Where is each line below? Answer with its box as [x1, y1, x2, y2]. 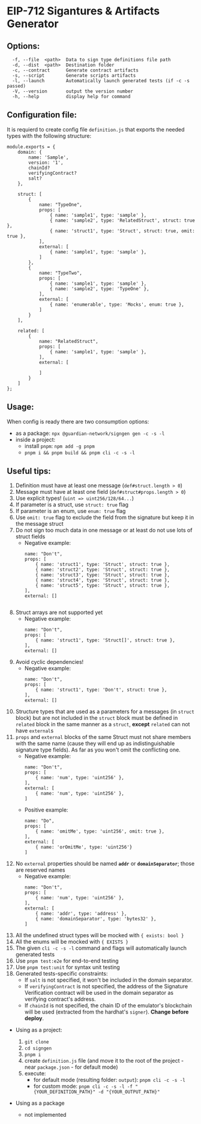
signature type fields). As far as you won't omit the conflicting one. [15, 746, 181, 753]
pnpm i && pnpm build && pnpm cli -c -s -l [24, 449, 136, 456]
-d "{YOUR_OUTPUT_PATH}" [98, 1089, 160, 1095]
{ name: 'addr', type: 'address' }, [35, 911, 127, 917]
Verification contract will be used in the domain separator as [24, 989, 173, 997]
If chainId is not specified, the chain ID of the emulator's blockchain [24, 1002, 193, 1009]
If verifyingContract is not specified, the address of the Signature [24, 983, 188, 990]
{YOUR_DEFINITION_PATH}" [33, 1089, 96, 1095]
